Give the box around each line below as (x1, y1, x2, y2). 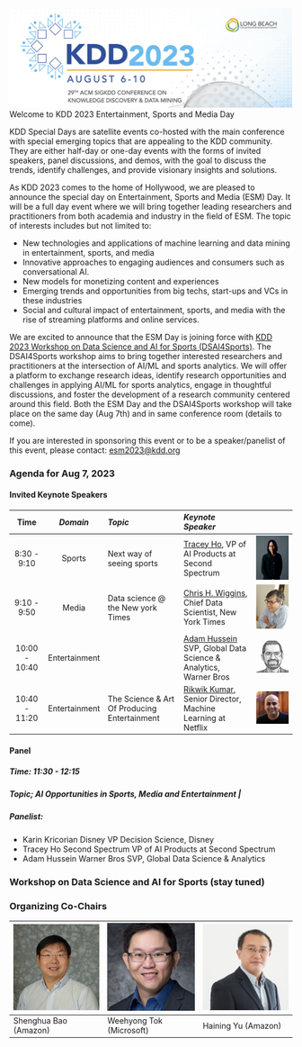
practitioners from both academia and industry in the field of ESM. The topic (9, 211, 292, 221)
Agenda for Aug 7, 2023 (9, 467, 115, 480)
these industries (22, 294, 83, 305)
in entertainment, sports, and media (22, 247, 155, 257)
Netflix (183, 722, 209, 733)
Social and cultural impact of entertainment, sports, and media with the (22, 304, 286, 315)
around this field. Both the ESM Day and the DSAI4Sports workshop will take (9, 398, 292, 409)
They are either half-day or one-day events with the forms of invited (9, 145, 262, 156)
